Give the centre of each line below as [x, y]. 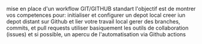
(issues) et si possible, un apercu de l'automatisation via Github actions [96, 34]
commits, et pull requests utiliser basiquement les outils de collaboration [97, 28]
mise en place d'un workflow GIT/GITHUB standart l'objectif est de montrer [101, 9]
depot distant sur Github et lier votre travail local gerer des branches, [93, 21]
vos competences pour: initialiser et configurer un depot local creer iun [96, 15]
